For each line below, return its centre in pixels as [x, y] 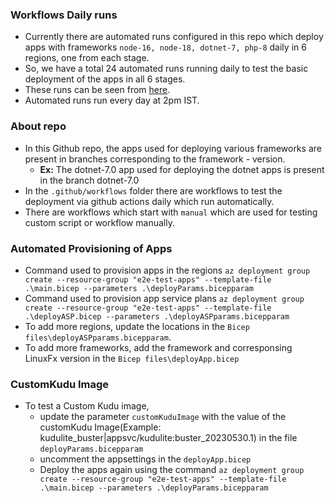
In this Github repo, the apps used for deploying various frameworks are [173, 148]
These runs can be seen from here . [97, 90]
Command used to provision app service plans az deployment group [164, 298]
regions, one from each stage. [87, 58]
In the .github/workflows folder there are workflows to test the [153, 190]
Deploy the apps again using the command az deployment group [172, 470]
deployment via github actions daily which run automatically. [149, 201]
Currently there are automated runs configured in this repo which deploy [174, 37]
